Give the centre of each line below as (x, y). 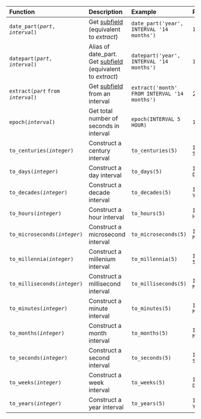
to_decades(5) (151, 192)
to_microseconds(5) (159, 234)
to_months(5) (150, 333)
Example (144, 12)
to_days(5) (147, 171)
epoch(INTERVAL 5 (156, 119)
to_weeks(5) (148, 382)
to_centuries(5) (154, 151)
